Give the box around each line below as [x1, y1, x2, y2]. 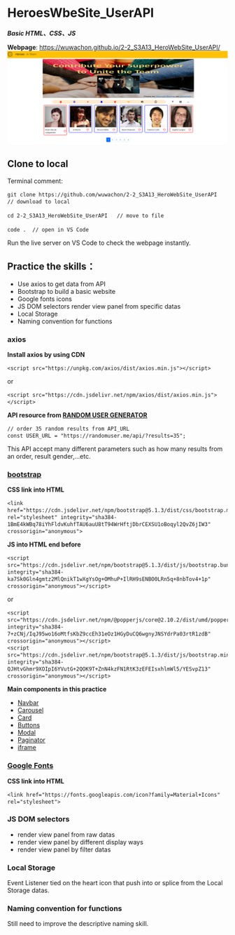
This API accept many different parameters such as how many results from [7, 444, 223, 453]
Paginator [17, 736, 45, 744]
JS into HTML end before [7, 540, 82, 549]
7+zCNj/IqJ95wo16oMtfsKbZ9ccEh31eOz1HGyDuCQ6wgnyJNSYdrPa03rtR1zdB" [7, 631, 211, 638]
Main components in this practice [7, 685, 107, 694]
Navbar [17, 699, 39, 707]
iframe [17, 744, 36, 752]
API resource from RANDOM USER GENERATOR [7, 410, 148, 419]
